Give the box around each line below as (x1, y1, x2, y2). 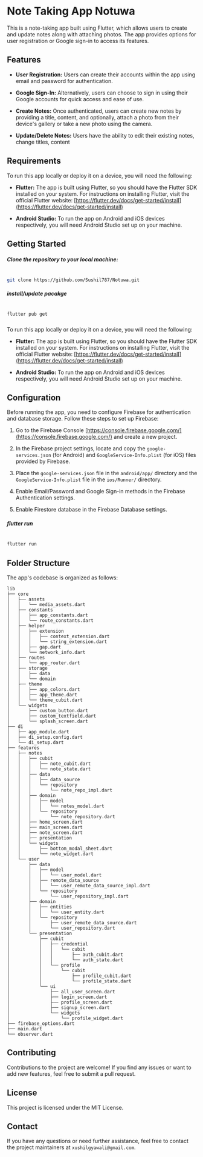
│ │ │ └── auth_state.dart (7, 956, 123, 963)
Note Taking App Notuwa (7, 4, 135, 18)
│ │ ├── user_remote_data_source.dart (7, 919, 137, 925)
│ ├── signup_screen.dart (7, 1004, 111, 1010)
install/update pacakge (7, 290, 67, 298)
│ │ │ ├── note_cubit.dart (7, 761, 91, 767)
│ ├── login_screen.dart (7, 994, 108, 1000)
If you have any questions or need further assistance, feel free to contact (7, 1138, 189, 1145)
